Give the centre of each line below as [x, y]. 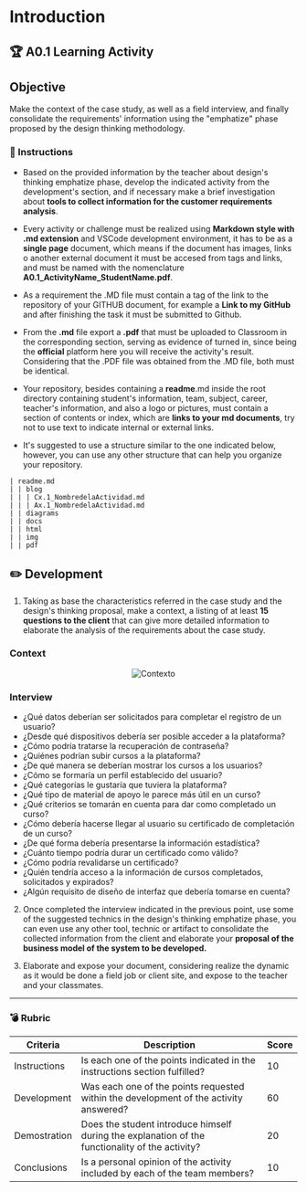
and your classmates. [63, 985]
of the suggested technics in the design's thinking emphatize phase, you [159, 919]
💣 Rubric [30, 1018]
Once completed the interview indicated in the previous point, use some [158, 910]
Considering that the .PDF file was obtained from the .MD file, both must [159, 361]
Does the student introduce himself [156, 1124]
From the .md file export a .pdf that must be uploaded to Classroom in [155, 332]
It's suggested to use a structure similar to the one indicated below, [149, 445]
